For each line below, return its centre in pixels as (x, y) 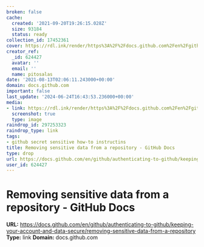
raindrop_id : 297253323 (36, 125)
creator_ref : (23, 52)
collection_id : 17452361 (38, 40)
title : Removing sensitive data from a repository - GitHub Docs (90, 148)
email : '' (24, 68)
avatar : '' (25, 63)
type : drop (20, 153)
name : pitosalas (32, 74)
